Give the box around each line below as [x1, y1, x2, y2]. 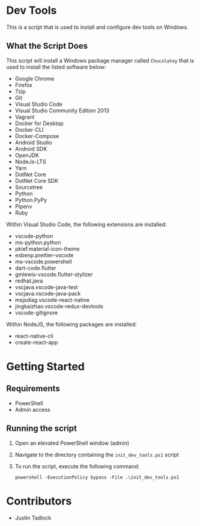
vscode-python [14, 232, 53, 239]
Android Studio [14, 139, 52, 146]
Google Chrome [14, 75, 55, 82]
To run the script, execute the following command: [14, 462, 140, 469]
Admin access [14, 406, 50, 413]
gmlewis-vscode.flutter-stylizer [14, 271, 93, 278]
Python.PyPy [14, 196, 47, 203]
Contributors [6, 494, 72, 508]
